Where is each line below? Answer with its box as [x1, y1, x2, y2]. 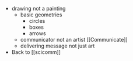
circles [29, 18, 45, 24]
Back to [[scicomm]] [11, 49, 61, 55]
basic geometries [20, 11, 62, 18]
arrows [29, 30, 46, 37]
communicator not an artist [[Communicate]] [20, 36, 128, 43]
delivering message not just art [20, 42, 95, 49]
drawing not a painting [11, 5, 66, 12]
